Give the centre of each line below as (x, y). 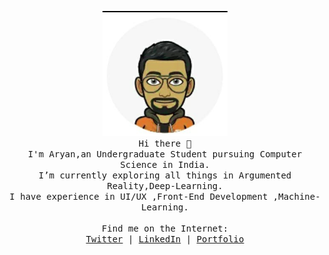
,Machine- (296, 196)
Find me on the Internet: (165, 228)
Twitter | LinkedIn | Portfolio (165, 239)
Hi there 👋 (165, 143)
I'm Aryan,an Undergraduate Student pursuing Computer (165, 154)
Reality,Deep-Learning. (165, 186)
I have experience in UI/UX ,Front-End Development (139, 196)
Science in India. (165, 164)
